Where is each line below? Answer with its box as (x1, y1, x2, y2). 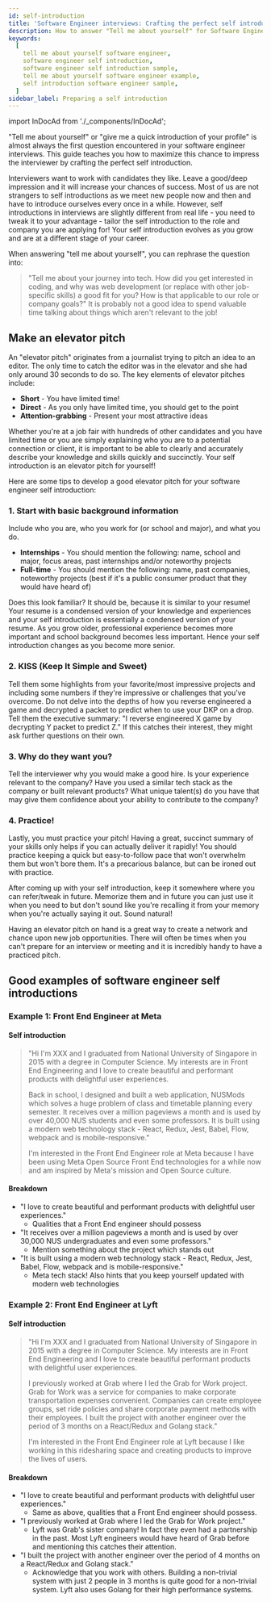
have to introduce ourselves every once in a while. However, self (8, 199, 223, 209)
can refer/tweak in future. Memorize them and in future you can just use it (8, 892, 254, 901)
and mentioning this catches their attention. (31, 1542, 177, 1552)
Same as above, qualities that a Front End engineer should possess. (31, 1508, 257, 1517)
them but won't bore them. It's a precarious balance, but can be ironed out (8, 859, 256, 868)
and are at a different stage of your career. (8, 233, 149, 243)
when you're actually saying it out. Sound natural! (8, 909, 173, 918)
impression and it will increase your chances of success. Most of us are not (8, 182, 260, 192)
